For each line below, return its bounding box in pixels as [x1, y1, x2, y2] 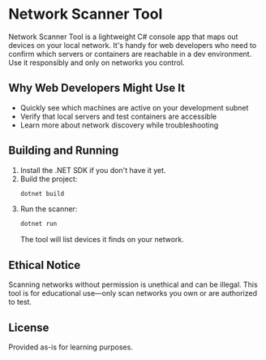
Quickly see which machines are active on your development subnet [19, 102, 249, 112]
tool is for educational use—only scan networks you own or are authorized [8, 288, 258, 298]
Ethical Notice [8, 258, 81, 272]
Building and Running [8, 144, 119, 158]
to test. [8, 297, 32, 307]
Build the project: [19, 174, 78, 184]
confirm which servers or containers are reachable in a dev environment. [8, 49, 252, 59]
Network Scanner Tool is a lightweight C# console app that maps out [8, 32, 238, 41]
